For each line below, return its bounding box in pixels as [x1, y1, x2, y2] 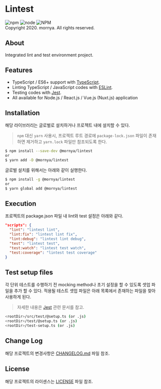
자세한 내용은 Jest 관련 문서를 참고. [17, 304, 84, 310]
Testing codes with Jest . [12, 89, 62, 95]
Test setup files [5, 268, 53, 277]
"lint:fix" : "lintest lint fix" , [9, 232, 78, 237]
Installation [5, 108, 40, 117]
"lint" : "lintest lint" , [9, 227, 60, 233]
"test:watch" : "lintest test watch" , [9, 245, 86, 250]
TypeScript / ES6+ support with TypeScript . [12, 79, 100, 85]
